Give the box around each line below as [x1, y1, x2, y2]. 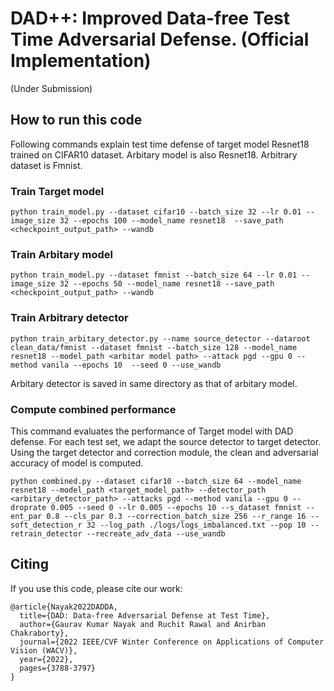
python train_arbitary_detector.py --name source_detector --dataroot [10, 333, 311, 344]
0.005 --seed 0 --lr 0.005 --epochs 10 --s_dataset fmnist [50, 502, 302, 512]
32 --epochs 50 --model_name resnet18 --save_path [59, 279, 275, 289]
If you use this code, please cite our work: [10, 582, 183, 594]
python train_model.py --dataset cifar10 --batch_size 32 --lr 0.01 [10, 207, 302, 217]
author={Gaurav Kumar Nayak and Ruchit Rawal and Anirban [19, 619, 267, 629]
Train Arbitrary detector [10, 311, 129, 325]
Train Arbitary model [10, 247, 113, 261]
